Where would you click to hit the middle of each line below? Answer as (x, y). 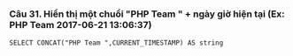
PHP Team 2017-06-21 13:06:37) (81, 24)
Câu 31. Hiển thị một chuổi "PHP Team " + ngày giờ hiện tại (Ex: (147, 14)
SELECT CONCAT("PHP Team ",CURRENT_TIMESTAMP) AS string (116, 43)
